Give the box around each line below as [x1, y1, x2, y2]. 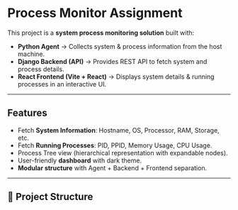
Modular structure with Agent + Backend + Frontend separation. [17, 163, 208, 172]
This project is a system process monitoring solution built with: [7, 28, 195, 37]
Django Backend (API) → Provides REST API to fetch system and [17, 57, 208, 65]
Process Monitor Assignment [7, 5, 183, 21]
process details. [17, 65, 65, 73]
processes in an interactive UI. [17, 79, 107, 88]
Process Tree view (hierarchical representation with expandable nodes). [17, 148, 228, 157]
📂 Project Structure [7, 191, 93, 203]
